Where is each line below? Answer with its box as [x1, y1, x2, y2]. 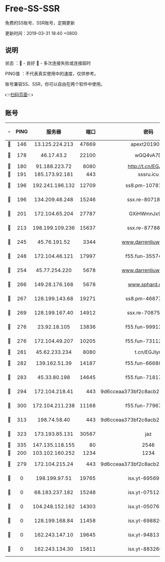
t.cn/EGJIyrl [135, 348, 162, 355]
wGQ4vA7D [135, 152, 162, 158]
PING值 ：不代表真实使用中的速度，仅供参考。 [5, 70, 99, 76]
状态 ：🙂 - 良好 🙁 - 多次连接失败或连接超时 [5, 60, 91, 66]
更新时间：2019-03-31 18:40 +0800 [5, 30, 78, 36]
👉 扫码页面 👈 [5, 92, 33, 97]
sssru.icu [137, 171, 159, 178]
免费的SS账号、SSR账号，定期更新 [5, 20, 75, 26]
